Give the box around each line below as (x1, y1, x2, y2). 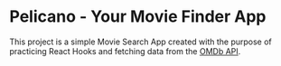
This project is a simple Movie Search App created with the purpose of (9, 36, 273, 47)
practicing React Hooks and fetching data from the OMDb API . (9, 45, 241, 56)
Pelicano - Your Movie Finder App (9, 6, 267, 27)
